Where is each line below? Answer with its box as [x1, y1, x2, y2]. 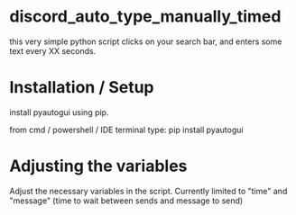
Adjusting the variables [9, 156, 188, 176]
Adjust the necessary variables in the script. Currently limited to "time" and [9, 185, 288, 196]
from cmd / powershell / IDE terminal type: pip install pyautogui [9, 124, 244, 135]
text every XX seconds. [9, 45, 97, 56]
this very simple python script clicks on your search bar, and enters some [9, 36, 282, 47]
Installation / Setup [9, 77, 154, 98]
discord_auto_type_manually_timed [9, 6, 282, 27]
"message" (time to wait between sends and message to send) [9, 195, 244, 206]
